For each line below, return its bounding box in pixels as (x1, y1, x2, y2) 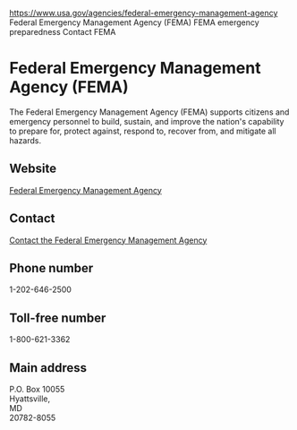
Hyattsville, (9, 393, 51, 404)
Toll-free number (9, 310, 106, 325)
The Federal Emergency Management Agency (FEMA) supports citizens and (9, 107, 290, 117)
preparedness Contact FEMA (9, 27, 116, 37)
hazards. (9, 134, 42, 146)
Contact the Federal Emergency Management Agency (9, 235, 208, 245)
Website (9, 161, 56, 176)
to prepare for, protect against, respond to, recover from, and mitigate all (9, 125, 277, 136)
